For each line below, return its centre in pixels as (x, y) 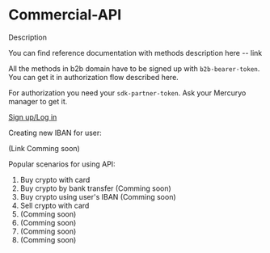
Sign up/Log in (33, 117)
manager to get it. (38, 101)
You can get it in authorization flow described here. (94, 77)
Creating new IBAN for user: (55, 133)
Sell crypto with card (55, 205)
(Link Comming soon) (44, 148)
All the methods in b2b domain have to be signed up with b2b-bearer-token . (134, 68)
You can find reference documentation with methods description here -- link (135, 53)
